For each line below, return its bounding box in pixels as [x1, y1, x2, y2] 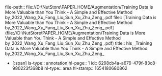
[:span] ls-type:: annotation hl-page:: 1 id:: [12, 60, 97, 66]
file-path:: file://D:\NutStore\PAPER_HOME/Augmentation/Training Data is [5, 4, 153, 10]
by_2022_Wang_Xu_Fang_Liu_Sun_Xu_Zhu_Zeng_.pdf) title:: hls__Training [5, 40, 152, 46]
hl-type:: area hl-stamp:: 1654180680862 [44, 65, 128, 71]
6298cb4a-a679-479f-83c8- [98, 60, 157, 66]
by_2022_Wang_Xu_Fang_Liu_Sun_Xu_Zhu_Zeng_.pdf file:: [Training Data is [5, 15, 157, 20]
